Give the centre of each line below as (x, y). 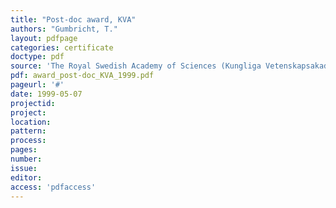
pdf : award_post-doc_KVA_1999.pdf (82, 76)
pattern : (28, 131)
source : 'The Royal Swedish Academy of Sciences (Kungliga (136, 66)
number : (26, 159)
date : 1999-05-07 (46, 94)
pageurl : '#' (37, 85)
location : (31, 122)
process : (28, 141)
